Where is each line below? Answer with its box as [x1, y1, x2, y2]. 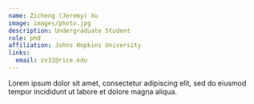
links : [8, 49, 30, 57]
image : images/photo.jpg [8, 19, 91, 27]
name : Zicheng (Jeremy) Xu [8, 11, 99, 20]
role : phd [8, 34, 42, 42]
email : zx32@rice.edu [15, 57, 88, 65]
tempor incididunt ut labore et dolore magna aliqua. [8, 86, 178, 96]
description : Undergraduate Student [8, 26, 131, 34]
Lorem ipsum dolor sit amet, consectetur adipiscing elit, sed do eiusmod [8, 78, 247, 88]
